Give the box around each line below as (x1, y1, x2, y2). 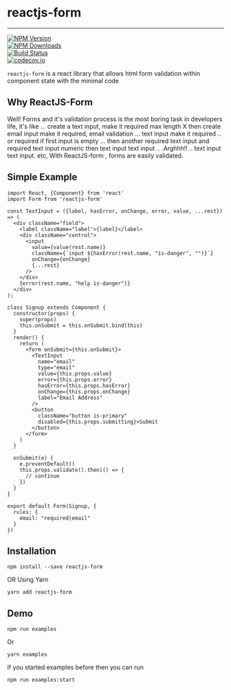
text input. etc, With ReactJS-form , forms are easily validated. (7, 151, 184, 160)
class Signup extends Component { (7, 304, 107, 311)
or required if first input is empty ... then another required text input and (7, 136, 210, 145)
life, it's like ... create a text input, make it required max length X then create (7, 122, 221, 130)
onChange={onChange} (32, 256, 91, 263)
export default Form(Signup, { (7, 502, 97, 510)
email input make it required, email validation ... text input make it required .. (7, 129, 221, 138)
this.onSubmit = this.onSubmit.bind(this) (19, 322, 143, 329)
